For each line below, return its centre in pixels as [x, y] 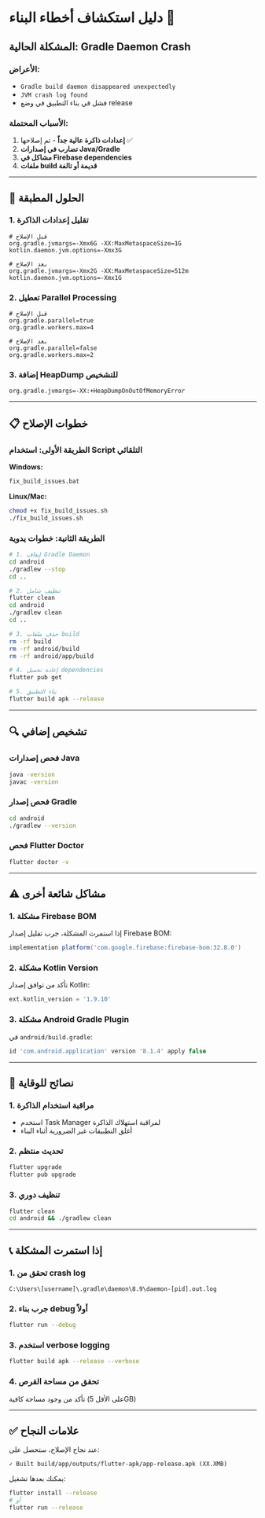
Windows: [26, 467]
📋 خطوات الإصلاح [49, 423]
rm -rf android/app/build [51, 656]
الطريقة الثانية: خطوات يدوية [57, 538]
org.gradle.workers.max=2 [51, 355]
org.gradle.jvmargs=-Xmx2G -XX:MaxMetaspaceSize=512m [99, 271]
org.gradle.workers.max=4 [51, 328]
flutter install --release [53, 1493]
